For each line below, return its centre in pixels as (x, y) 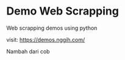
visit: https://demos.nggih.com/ (46, 39)
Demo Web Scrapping (62, 11)
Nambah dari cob (28, 51)
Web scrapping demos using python (52, 28)
